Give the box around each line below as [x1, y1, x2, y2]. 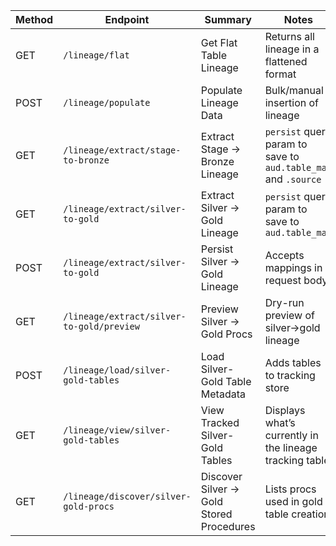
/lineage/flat [63, 50, 130, 61]
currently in [264, 429, 319, 442]
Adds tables [264, 356, 322, 369]
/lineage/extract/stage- [63, 145, 182, 156]
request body [264, 274, 328, 287]
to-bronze [63, 155, 110, 166]
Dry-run [264, 296, 305, 309]
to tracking [264, 369, 316, 382]
